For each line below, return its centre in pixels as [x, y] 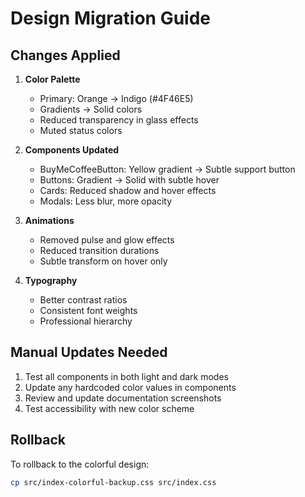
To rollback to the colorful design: [80, 464]
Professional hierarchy [86, 321]
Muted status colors [81, 130]
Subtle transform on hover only [103, 261]
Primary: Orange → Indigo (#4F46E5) [116, 98]
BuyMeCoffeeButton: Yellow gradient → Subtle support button [167, 169]
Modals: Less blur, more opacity [106, 201]
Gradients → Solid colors [91, 109]
